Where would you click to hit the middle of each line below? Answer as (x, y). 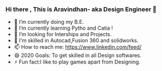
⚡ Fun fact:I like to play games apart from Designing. (77, 62)
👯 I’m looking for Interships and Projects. (63, 34)
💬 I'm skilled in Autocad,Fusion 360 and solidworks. (76, 41)
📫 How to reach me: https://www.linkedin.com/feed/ (77, 47)
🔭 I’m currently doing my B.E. (49, 22)
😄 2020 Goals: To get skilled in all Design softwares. (77, 55)
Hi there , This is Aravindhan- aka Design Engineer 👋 (81, 9)
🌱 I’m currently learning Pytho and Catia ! (63, 28)
